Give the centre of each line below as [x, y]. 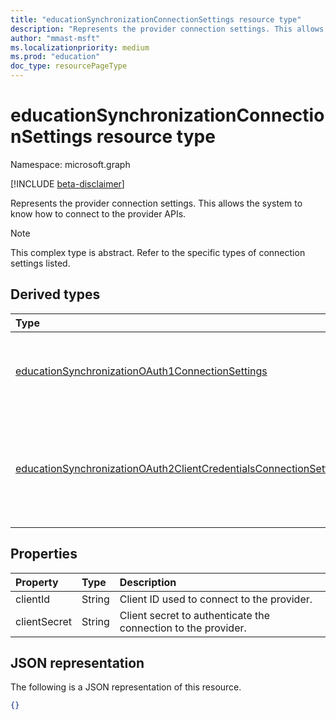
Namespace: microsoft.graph [70, 164]
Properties [44, 554]
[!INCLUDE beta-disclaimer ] [67, 183]
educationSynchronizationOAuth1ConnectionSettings [141, 371]
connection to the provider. [183, 628]
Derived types [55, 294]
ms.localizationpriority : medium [80, 47]
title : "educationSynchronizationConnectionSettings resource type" [156, 19]
